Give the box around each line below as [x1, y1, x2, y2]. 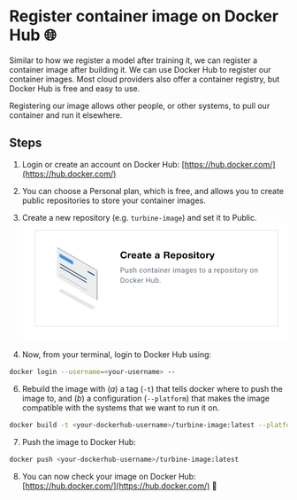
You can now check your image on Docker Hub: [21, 471, 196, 481]
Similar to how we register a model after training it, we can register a [9, 55, 258, 66]
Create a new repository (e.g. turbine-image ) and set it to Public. [21, 212, 258, 223]
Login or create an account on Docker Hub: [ [21, 159, 186, 169]
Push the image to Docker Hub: [21, 436, 137, 447]
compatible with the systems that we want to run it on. [21, 402, 220, 413]
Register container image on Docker [9, 6, 279, 27]
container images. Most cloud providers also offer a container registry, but [9, 74, 280, 84]
